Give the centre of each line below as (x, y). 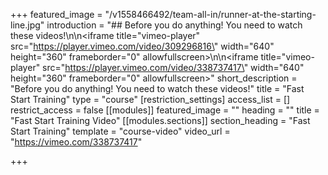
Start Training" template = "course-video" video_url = (120, 131)
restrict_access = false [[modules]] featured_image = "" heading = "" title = (165, 110)
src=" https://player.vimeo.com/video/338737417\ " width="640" (173, 67)
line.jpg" (27, 25)
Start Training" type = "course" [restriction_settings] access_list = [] (150, 99)
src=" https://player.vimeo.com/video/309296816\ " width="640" (142, 46)
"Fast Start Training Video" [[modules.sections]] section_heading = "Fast (160, 120)
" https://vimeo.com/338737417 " (76, 142)
